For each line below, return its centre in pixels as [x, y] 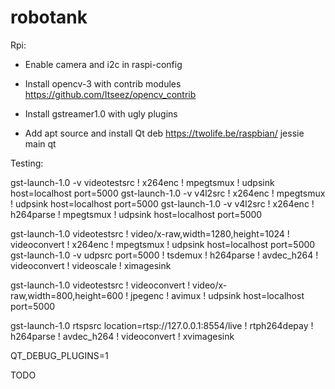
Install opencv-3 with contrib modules [103, 83]
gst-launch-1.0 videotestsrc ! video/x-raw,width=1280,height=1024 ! [150, 233]
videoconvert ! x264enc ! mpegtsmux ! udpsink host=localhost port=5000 [163, 244]
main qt [40, 143]
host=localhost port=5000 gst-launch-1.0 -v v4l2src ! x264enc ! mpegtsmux [168, 193]
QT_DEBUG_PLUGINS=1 [59, 355]
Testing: [27, 163]
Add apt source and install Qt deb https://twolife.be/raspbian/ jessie [164, 133]
